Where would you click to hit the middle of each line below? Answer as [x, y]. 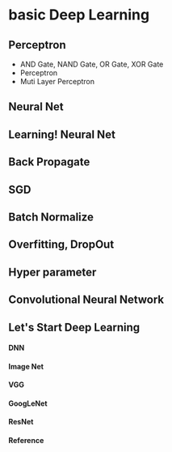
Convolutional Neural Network [86, 300]
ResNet [21, 422]
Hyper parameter [52, 272]
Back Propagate [49, 162]
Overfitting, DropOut [61, 245]
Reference [26, 441]
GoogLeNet [28, 403]
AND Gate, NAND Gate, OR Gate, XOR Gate [92, 64]
